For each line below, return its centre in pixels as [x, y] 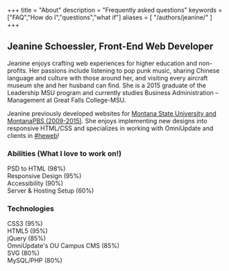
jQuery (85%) [27, 238]
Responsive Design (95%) [44, 176]
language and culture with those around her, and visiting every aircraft [108, 78]
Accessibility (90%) [35, 184]
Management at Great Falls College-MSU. [67, 100]
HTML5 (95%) [28, 231]
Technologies [31, 209]
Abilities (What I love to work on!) [65, 153]
